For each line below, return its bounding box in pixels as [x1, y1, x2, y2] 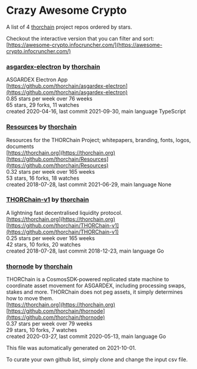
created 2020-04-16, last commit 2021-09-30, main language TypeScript [6, 108, 186, 115]
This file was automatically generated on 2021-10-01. [6, 345, 137, 352]
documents [6, 143, 34, 150]
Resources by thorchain [6, 123, 77, 131]
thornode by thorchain [6, 262, 73, 270]
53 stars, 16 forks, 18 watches [6, 174, 79, 182]
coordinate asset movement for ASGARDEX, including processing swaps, [6, 282, 186, 290]
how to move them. [6, 295, 54, 302]
